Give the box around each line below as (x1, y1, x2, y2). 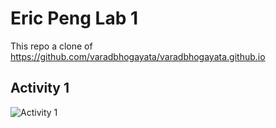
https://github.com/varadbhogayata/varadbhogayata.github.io (10, 50, 266, 62)
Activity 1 (10, 80, 70, 97)
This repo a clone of (10, 40, 93, 52)
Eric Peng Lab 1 (10, 7, 139, 30)
